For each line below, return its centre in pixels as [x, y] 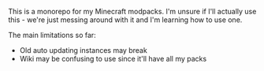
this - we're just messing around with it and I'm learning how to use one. [125, 20]
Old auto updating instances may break [83, 50]
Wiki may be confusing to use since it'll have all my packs [113, 59]
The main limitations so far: [52, 35]
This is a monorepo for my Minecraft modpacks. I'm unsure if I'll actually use [132, 11]
